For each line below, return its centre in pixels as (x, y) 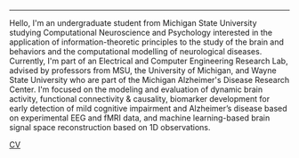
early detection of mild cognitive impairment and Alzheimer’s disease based (148, 108)
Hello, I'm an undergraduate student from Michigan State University (133, 23)
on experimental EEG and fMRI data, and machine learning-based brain (140, 118)
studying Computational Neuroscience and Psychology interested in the (141, 33)
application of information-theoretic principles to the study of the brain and (147, 42)
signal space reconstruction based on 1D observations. (110, 127)
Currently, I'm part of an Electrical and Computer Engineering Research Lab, (149, 61)
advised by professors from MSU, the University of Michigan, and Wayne (143, 71)
